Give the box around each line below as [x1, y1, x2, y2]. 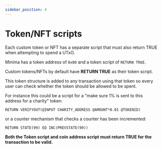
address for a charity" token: [5, 98, 62, 104]
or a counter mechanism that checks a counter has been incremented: [5, 116, 146, 122]
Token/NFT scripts [5, 28, 82, 39]
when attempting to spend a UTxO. [5, 49, 75, 55]
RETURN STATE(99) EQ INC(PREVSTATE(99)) [5, 125, 89, 130]
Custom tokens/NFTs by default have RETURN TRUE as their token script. [5, 68, 153, 74]
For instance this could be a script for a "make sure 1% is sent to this [5, 92, 143, 98]
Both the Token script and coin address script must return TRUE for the [5, 134, 152, 140]
